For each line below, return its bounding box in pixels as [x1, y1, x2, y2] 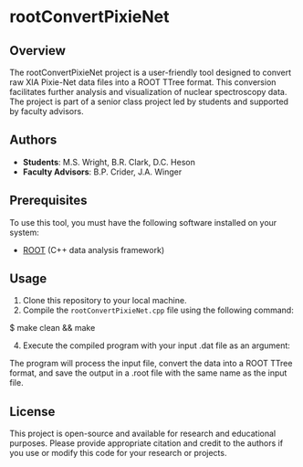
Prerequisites [9, 193, 88, 208]
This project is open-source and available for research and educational [9, 428, 277, 440]
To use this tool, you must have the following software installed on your [9, 217, 277, 228]
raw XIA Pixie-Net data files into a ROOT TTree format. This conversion [9, 77, 277, 88]
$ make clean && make [9, 323, 96, 334]
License [9, 404, 56, 419]
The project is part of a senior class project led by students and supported [9, 96, 289, 107]
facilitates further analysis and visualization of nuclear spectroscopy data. [9, 87, 287, 97]
